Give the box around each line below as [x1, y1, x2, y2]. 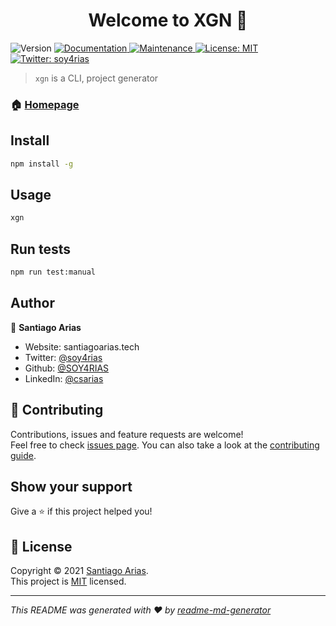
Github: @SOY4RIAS [24, 362, 110, 374]
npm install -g [10, 159, 74, 169]
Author [10, 295, 55, 312]
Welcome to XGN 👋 [88, 9, 248, 32]
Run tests [10, 240, 71, 258]
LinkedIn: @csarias [24, 372, 104, 384]
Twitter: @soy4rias [24, 351, 103, 363]
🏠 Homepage [10, 97, 80, 111]
